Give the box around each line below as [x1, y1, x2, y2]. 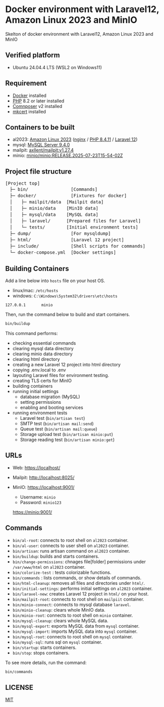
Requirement [5, 79, 47, 88]
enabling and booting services [20, 404, 83, 410]
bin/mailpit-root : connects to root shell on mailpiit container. [12, 596, 145, 602]
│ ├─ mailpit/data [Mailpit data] [9, 199, 104, 205]
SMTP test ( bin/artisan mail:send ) [20, 420, 94, 426]
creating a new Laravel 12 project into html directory [12, 361, 121, 367]
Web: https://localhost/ [12, 464, 61, 470]
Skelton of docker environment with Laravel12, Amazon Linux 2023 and [5, 31, 154, 37]
